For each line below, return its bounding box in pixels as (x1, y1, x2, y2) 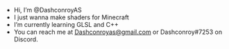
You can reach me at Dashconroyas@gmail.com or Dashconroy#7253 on (13, 28, 223, 36)
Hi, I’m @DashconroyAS (13, 6, 82, 14)
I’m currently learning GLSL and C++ (13, 21, 119, 28)
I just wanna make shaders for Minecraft (13, 13, 130, 21)
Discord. (13, 35, 38, 43)
